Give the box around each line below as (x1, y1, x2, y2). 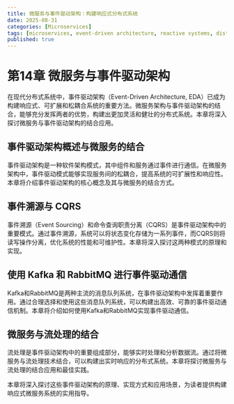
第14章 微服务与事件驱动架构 (7, 68, 171, 84)
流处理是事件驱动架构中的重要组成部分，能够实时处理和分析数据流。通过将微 (7, 348, 227, 357)
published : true (7, 36, 54, 43)
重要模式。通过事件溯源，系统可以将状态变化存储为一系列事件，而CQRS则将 (7, 229, 226, 238)
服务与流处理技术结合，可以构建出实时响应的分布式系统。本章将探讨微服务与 (7, 357, 227, 366)
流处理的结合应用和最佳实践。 (7, 366, 93, 374)
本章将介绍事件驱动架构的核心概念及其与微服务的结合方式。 (7, 178, 178, 187)
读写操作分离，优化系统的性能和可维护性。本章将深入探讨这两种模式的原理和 (7, 238, 227, 246)
